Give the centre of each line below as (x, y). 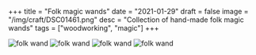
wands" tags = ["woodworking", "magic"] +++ (84, 28)
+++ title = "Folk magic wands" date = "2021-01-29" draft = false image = (128, 11)
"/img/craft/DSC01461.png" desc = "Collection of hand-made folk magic (126, 20)
